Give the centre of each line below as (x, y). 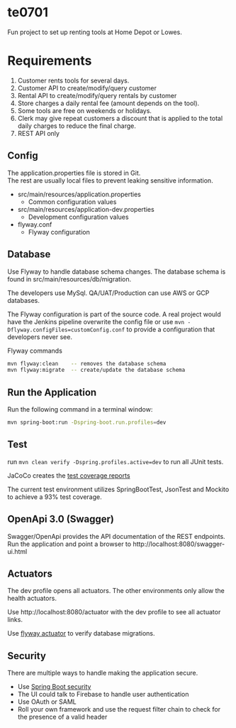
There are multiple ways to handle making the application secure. (103, 673)
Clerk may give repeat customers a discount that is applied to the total (120, 118)
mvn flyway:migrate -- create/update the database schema (96, 370)
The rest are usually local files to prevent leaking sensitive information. (111, 180)
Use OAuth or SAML (47, 702)
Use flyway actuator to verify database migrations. (81, 633)
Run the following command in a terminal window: (80, 409)
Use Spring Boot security (54, 687)
